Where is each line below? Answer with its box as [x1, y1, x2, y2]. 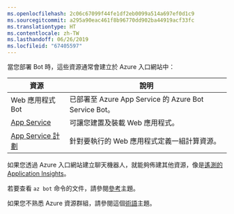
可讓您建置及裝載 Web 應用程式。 [69, 118, 179, 128]
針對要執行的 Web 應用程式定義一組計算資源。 [69, 137, 221, 146]
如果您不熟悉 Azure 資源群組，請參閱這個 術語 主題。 [7, 199, 156, 207]
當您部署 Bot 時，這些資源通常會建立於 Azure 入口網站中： [7, 63, 175, 70]
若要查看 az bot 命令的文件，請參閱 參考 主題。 [7, 184, 139, 192]
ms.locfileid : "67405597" [7, 43, 82, 49]
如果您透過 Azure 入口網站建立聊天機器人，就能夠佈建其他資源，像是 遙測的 [7, 161, 223, 169]
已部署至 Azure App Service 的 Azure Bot [69, 95, 204, 104]
